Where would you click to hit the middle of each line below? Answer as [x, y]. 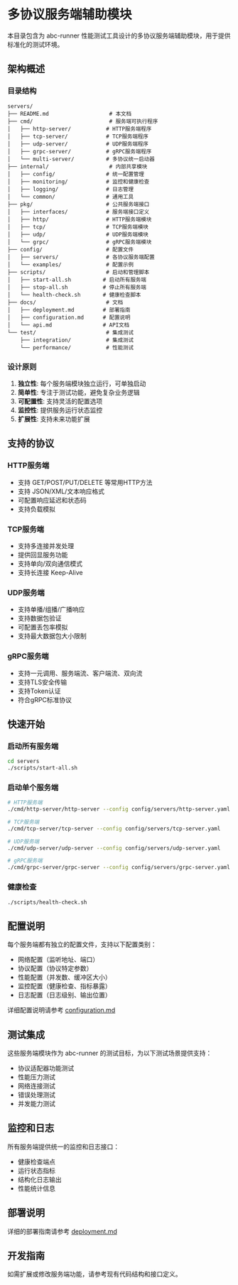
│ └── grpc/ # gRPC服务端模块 [80, 242]
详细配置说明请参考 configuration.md [61, 1010]
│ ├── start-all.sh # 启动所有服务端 [77, 280]
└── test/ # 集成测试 [70, 332]
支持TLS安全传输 [42, 682]
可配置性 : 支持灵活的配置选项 [60, 401]
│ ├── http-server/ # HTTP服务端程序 [80, 128]
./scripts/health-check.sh [47, 902]
